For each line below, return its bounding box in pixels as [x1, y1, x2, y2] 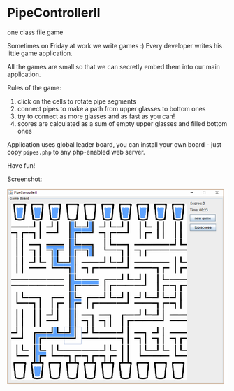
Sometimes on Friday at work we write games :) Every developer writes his [7, 41, 222, 50]
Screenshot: [7, 175, 43, 183]
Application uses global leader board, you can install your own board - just [7, 140, 222, 148]
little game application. [7, 49, 73, 57]
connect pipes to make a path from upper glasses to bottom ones [17, 104, 206, 113]
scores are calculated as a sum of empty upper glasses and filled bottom [17, 119, 228, 127]
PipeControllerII [7, 5, 101, 21]
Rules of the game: [7, 83, 61, 92]
